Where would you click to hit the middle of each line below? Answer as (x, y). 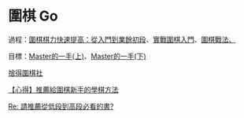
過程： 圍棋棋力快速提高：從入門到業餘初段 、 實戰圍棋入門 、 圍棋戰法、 (122, 39)
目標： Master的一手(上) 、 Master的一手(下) (77, 56)
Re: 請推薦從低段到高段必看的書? (61, 106)
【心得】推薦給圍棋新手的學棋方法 (63, 89)
